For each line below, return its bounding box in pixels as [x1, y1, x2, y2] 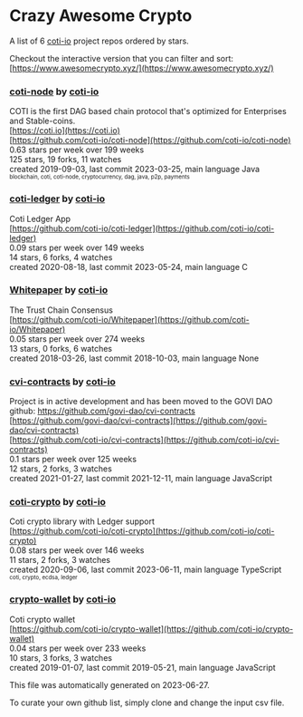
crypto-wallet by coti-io [9, 593, 117, 606]
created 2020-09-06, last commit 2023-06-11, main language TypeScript [9, 564, 282, 576]
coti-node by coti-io [9, 85, 99, 98]
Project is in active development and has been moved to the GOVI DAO [9, 396, 273, 407]
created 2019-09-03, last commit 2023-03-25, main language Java [9, 164, 260, 175]
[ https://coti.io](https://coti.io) [9, 125, 120, 136]
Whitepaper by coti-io [9, 284, 109, 296]
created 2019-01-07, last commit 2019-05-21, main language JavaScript [9, 662, 276, 673]
